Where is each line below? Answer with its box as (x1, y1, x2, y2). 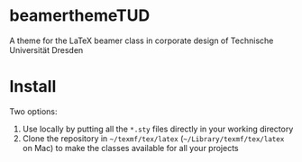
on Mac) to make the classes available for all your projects (22, 142, 239, 153)
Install (9, 76, 57, 97)
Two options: (9, 105, 58, 117)
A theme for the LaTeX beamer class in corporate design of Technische (9, 35, 274, 46)
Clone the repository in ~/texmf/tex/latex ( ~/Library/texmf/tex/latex (22, 132, 285, 144)
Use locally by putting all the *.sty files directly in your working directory (22, 123, 294, 134)
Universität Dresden (9, 44, 84, 55)
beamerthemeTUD (9, 5, 151, 26)
